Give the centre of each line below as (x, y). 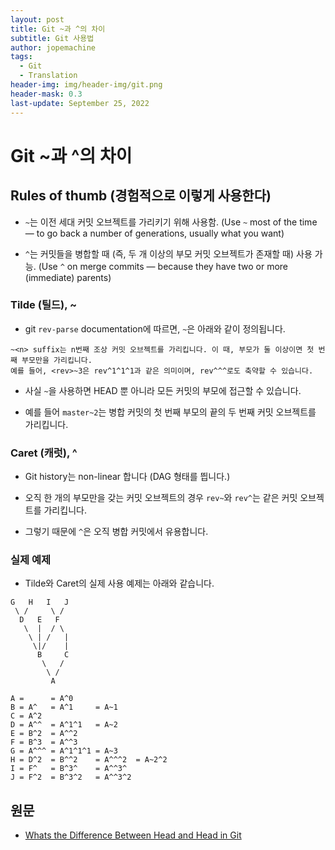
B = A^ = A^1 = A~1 (64, 707)
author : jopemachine (53, 47)
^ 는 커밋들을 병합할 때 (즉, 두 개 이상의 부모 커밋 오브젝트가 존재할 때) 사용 (168, 253)
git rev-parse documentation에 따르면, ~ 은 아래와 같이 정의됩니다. (155, 328)
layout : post (37, 19)
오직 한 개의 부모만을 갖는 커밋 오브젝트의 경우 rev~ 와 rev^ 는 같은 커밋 (161, 498)
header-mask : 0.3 (46, 94)
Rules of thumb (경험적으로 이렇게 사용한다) (141, 196)
